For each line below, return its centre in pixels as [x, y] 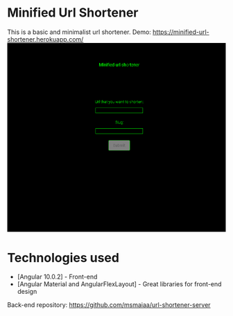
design [27, 292]
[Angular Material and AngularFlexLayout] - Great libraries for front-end [119, 284]
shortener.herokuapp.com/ [45, 39]
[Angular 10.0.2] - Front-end [57, 277]
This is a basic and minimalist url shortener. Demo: [79, 32]
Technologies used [63, 257]
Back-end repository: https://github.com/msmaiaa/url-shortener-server [109, 305]
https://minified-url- [181, 32]
